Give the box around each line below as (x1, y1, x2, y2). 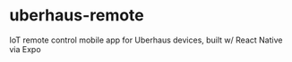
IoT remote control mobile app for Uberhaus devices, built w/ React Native (9, 35, 283, 45)
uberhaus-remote (9, 5, 145, 26)
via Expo (9, 43, 42, 54)
